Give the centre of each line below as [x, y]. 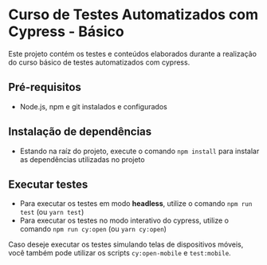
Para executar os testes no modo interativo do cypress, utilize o [124, 220]
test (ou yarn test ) [52, 212]
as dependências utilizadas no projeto [82, 159]
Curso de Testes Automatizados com [133, 15]
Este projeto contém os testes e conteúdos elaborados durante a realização [133, 53]
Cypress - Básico [67, 32]
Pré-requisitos [45, 87]
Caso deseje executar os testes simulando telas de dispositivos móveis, [126, 244]
